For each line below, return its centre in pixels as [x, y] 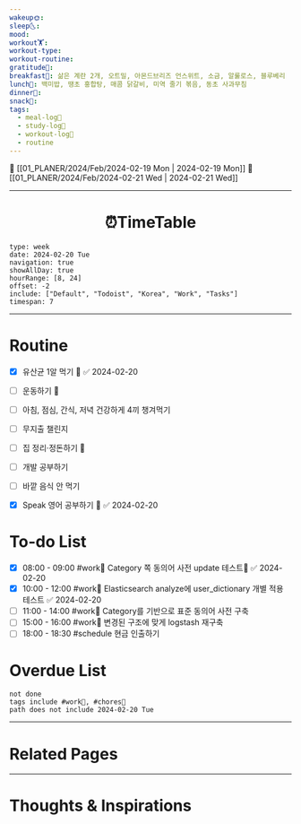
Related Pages [64, 754]
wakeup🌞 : [27, 17]
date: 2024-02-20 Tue [50, 255]
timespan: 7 [31, 301]
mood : [19, 34]
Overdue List [58, 670]
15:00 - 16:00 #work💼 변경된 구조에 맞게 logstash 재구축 [123, 622]
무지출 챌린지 [45, 429]
